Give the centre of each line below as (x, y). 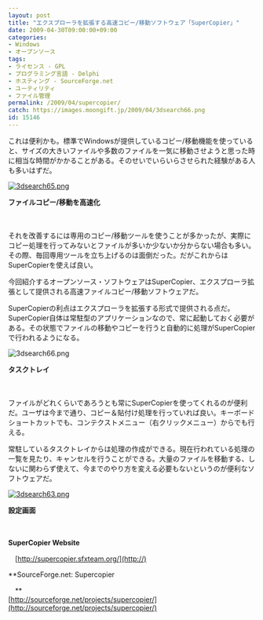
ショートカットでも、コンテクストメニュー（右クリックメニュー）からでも (128, 422)
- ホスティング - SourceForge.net (61, 81)
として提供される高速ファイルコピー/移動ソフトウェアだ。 (108, 291)
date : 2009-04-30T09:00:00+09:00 (63, 30)
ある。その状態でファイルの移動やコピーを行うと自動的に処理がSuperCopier (132, 327)
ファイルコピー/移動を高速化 (54, 202)
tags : (17, 60)
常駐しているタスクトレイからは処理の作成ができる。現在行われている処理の (131, 449)
